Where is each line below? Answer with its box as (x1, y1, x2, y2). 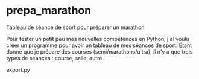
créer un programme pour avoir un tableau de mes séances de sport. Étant (6, 42, 192, 49)
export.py (6, 66, 30, 73)
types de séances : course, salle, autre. (6, 54, 104, 62)
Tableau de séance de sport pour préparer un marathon (6, 24, 145, 31)
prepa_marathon (6, 4, 92, 17)
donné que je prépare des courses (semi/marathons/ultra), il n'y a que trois (6, 48, 193, 55)
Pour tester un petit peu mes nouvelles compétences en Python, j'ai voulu (6, 35, 190, 42)
